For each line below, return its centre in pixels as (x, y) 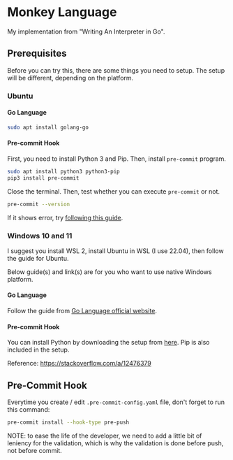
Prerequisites (37, 53)
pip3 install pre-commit (43, 178)
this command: (29, 410)
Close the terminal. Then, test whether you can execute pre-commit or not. (114, 191)
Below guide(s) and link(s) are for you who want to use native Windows (110, 272)
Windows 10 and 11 (40, 236)
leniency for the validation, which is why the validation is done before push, (115, 443)
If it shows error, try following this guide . (65, 217)
